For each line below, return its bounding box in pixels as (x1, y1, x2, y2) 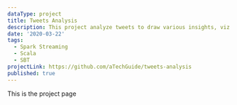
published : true (7, 70, 55, 77)
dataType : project (7, 10, 62, 18)
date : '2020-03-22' (7, 30, 65, 38)
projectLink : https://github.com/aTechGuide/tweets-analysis (7, 63, 192, 70)
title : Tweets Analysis (7, 17, 78, 24)
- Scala (13, 50, 37, 57)
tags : (7, 37, 23, 44)
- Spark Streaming (13, 43, 69, 50)
